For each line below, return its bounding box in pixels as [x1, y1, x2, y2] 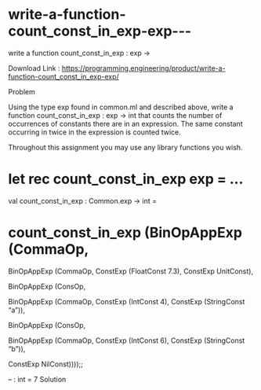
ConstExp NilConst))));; [8, 359, 84, 369]
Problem [8, 86, 35, 96]
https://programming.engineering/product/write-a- [61, 63, 226, 72]
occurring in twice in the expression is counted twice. [8, 127, 182, 137]
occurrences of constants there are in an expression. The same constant [8, 119, 243, 128]
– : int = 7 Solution [8, 374, 67, 384]
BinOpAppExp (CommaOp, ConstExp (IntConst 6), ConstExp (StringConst [8, 336, 245, 345]
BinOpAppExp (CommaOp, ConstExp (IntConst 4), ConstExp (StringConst [8, 296, 245, 306]
